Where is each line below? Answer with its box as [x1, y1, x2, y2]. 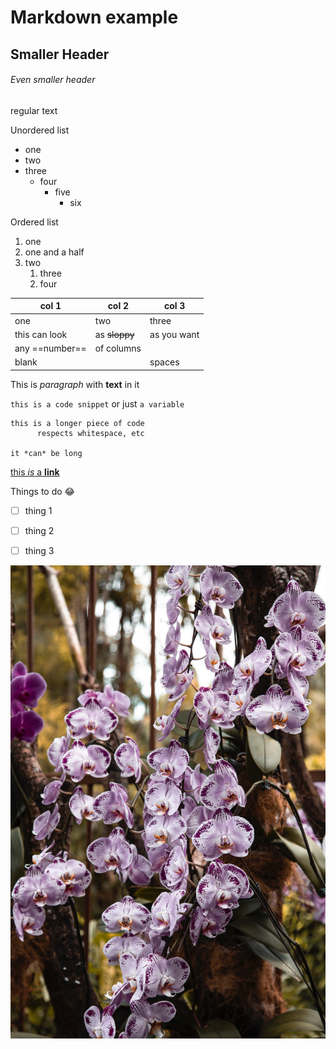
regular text [10, 104, 58, 116]
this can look [14, 328, 68, 340]
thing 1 [24, 504, 53, 516]
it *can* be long [10, 448, 83, 458]
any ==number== [14, 342, 87, 355]
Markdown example [10, 6, 179, 29]
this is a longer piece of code [10, 418, 145, 428]
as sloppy [94, 328, 135, 340]
